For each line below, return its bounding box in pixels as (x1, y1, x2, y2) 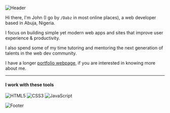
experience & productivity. (5, 35, 60, 41)
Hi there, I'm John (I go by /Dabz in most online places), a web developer (5, 15, 156, 20)
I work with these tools (5, 81, 54, 88)
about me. (5, 66, 27, 71)
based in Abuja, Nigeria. (5, 20, 56, 26)
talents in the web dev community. (5, 50, 77, 56)
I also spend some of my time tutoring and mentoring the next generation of (5, 45, 163, 50)
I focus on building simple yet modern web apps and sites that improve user (5, 30, 163, 35)
